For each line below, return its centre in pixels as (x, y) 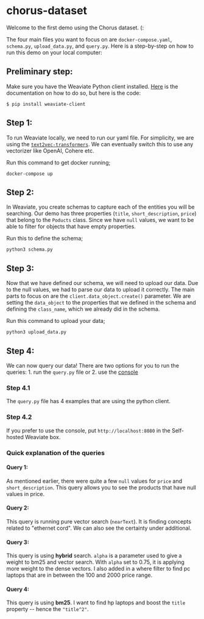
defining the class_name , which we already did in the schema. (83, 309)
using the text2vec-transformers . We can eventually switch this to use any (100, 144)
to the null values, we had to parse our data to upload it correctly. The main (100, 290)
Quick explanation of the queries (56, 453)
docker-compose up (30, 174)
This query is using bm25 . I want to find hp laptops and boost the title (96, 602)
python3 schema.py (30, 250)
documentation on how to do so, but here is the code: (74, 93)
